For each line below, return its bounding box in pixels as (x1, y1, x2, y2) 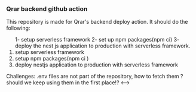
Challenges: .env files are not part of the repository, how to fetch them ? (6, 73, 183, 80)
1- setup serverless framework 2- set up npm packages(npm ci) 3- (14, 36, 180, 43)
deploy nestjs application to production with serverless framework (14, 61, 178, 68)
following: (6, 24, 30, 31)
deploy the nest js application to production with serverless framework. (14, 42, 191, 49)
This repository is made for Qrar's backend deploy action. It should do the (6, 18, 188, 26)
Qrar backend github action (6, 5, 88, 13)
